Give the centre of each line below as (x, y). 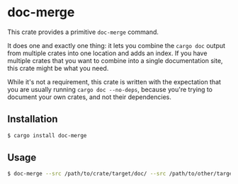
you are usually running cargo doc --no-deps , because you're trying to (110, 89)
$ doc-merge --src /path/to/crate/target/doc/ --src (87, 174)
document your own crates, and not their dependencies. (90, 97)
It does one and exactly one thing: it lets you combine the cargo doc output (116, 45)
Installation (33, 119)
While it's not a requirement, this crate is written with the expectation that (114, 81)
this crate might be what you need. (58, 68)
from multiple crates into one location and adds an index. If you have (107, 53)
